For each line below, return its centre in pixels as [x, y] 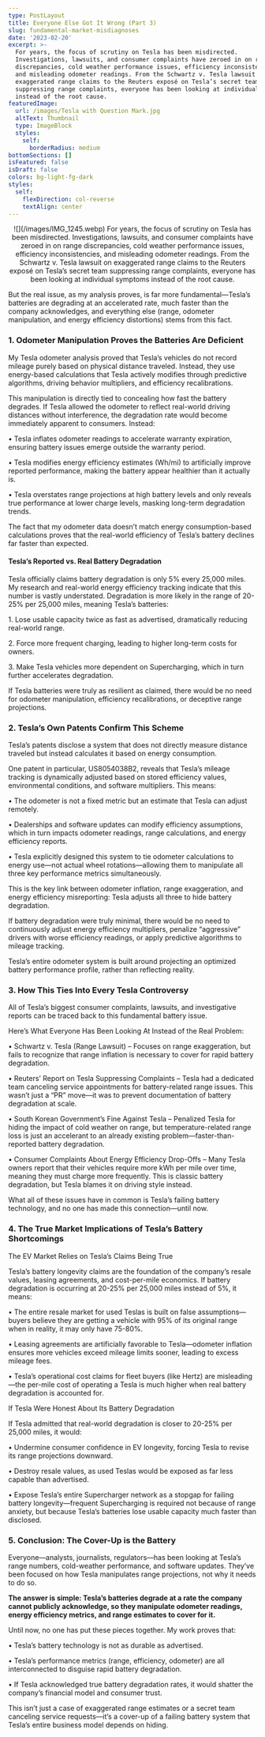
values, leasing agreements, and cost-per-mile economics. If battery [119, 1279]
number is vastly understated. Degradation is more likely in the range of [125, 595]
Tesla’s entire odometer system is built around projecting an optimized [122, 962]
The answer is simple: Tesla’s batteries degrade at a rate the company [125, 1598]
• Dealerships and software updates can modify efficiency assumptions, [125, 825]
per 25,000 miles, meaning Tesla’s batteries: [97, 604]
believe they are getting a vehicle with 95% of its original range [135, 1320]
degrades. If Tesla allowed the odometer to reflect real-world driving [119, 406]
